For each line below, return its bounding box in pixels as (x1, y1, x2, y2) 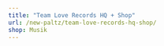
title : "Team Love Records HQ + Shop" (8, 11, 136, 19)
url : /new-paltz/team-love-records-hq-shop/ (8, 19, 157, 27)
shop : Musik (8, 26, 47, 34)
